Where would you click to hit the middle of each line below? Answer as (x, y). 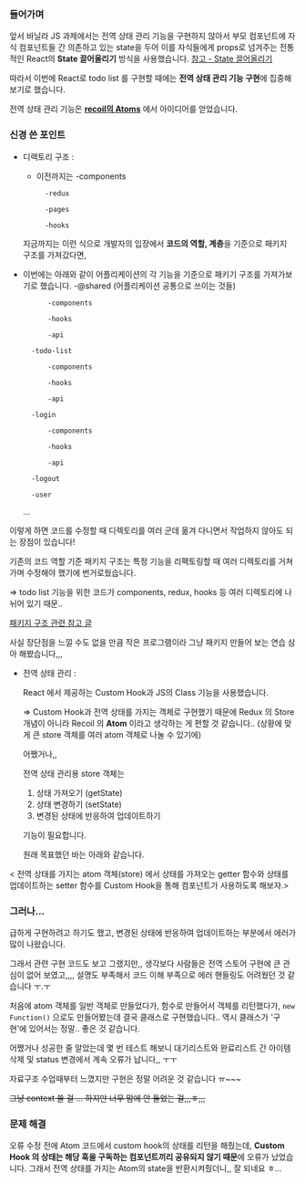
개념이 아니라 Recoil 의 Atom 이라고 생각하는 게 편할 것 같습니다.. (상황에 (152, 723)
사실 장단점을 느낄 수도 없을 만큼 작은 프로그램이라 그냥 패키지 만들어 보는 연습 (148, 642)
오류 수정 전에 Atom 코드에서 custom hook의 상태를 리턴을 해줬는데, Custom (147, 1146)
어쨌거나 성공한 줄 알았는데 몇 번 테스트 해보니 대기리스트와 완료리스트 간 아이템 (150, 1048)
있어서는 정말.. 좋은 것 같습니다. (85, 1028)
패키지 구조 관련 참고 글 (51, 623)
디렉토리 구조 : (48, 156)
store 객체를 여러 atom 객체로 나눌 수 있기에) (122, 734)
